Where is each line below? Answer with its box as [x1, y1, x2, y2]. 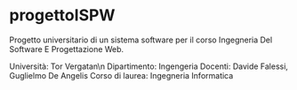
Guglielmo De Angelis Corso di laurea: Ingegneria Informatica [9, 70, 234, 80]
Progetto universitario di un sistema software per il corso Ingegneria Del [9, 34, 273, 45]
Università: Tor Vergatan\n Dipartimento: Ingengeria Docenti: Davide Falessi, [9, 61, 289, 71]
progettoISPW [9, 5, 116, 26]
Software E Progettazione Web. [9, 43, 124, 54]
